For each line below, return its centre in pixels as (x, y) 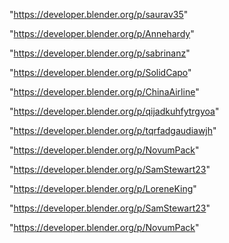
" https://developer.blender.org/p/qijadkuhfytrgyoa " (114, 111)
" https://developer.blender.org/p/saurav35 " (99, 14)
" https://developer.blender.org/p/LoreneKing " (103, 188)
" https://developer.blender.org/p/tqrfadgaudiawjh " (113, 130)
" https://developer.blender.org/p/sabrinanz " (100, 53)
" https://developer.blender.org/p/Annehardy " (102, 33)
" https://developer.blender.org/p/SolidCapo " (100, 72)
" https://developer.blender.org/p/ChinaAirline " (104, 92)
